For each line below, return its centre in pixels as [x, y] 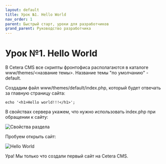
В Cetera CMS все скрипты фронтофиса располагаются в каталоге [77, 67]
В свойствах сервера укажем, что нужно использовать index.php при [80, 112]
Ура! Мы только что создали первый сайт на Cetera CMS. [67, 156]
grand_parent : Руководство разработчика [48, 29]
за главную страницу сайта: [35, 93]
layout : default [22, 10]
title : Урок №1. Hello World [36, 15]
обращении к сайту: [27, 117]
